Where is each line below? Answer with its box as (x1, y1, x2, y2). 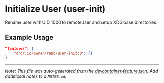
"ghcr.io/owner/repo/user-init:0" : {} (14, 51, 93, 55)
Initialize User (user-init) (5, 3, 106, 14)
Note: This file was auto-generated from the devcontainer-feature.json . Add (5, 69, 158, 74)
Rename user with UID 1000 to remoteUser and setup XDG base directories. (5, 19, 158, 25)
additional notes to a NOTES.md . (5, 73, 67, 79)
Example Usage (5, 33, 54, 41)
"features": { (5, 46, 34, 51)
